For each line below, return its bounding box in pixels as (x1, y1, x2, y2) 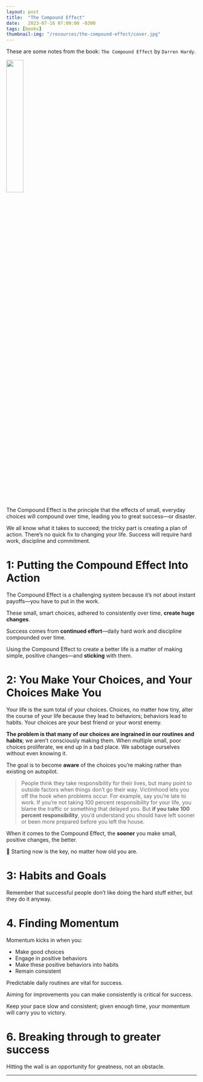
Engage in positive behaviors (14, 955, 88, 962)
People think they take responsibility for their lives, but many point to (21, 779, 192, 787)
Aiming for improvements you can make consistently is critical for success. (6, 991, 193, 998)
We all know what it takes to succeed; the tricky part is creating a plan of (6, 525, 187, 532)
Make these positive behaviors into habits (14, 961, 119, 968)
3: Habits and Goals (6, 869, 107, 883)
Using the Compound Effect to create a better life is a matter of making (6, 645, 183, 653)
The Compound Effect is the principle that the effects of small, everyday (6, 507, 185, 514)
